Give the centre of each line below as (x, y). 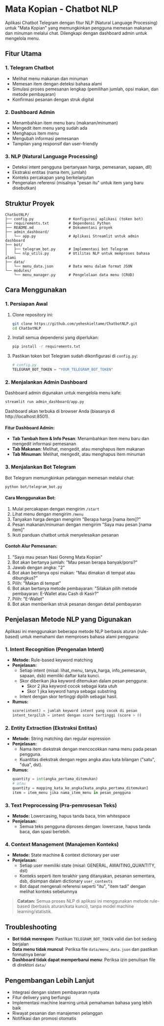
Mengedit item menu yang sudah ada (50, 128)
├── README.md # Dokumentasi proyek (59, 228)
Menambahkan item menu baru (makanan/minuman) (65, 123)
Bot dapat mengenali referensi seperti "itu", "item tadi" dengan (82, 886)
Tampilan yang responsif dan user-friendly (55, 143)
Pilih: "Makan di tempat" (36, 583)
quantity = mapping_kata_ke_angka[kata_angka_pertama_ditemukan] (80, 788)
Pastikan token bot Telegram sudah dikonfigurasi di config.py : (75, 356)
